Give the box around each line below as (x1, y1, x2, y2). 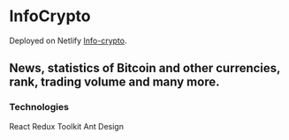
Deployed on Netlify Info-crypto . (9, 35, 127, 46)
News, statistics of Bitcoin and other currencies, (9, 61, 281, 76)
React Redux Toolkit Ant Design (9, 121, 124, 131)
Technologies (9, 101, 69, 114)
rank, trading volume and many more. (9, 75, 220, 90)
